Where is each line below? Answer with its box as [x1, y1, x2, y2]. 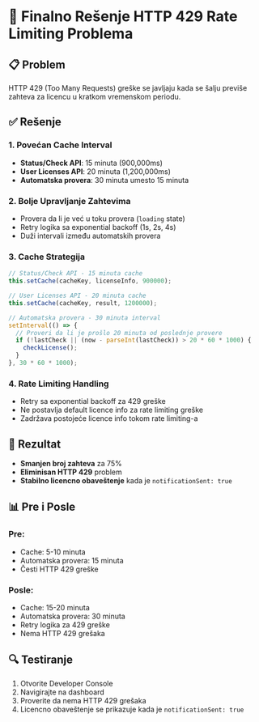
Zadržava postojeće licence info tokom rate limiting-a [19, 414, 198, 423]
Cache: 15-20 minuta [19, 603, 91, 612]
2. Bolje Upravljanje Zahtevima [8, 195, 131, 206]
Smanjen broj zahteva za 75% [19, 459, 123, 469]
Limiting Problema [8, 24, 134, 43]
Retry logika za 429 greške [19, 620, 111, 630]
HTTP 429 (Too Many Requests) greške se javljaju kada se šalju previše [8, 83, 248, 92]
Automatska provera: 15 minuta [19, 555, 124, 565]
